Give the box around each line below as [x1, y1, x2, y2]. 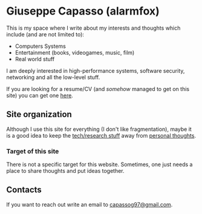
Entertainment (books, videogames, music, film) [15, 48, 135, 56]
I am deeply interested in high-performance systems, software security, [6, 67, 185, 74]
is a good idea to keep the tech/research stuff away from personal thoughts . [6, 132, 197, 139]
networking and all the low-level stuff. [6, 73, 100, 81]
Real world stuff [15, 55, 55, 62]
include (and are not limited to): [6, 30, 85, 38]
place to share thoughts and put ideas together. [6, 167, 125, 175]
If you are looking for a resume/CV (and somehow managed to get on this [6, 85, 189, 92]
